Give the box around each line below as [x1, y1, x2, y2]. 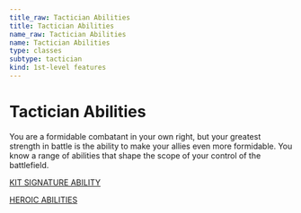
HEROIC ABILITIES [9, 194, 78, 205]
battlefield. [9, 159, 49, 170]
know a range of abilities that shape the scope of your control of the [9, 149, 261, 161]
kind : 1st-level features [9, 64, 106, 72]
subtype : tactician [9, 55, 83, 64]
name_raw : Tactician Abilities [9, 30, 127, 38]
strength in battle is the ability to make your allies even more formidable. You [9, 141, 293, 151]
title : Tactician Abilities [9, 21, 115, 30]
